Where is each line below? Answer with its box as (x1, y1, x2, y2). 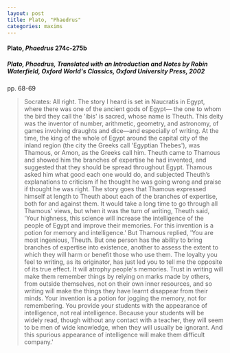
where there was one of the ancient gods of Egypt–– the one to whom (23, 104, 222, 113)
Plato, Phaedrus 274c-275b (7, 44, 87, 52)
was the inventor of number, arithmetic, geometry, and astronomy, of (23, 119, 219, 127)
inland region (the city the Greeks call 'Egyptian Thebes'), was (23, 141, 200, 149)
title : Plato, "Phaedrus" (7, 16, 81, 23)
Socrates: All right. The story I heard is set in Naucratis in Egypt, (23, 97, 205, 106)
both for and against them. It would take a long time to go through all (23, 199, 218, 208)
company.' (23, 337, 54, 346)
